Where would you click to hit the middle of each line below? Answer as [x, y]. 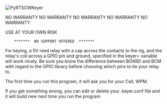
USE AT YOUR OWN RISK [31, 32]
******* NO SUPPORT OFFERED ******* [54, 41]
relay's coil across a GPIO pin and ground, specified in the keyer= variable [81, 56]
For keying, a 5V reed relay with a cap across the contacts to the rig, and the [83, 51]
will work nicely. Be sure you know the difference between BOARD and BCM [83, 61]
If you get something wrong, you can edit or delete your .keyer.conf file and [83, 91]
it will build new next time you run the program [53, 96]
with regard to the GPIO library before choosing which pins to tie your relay [82, 66]
